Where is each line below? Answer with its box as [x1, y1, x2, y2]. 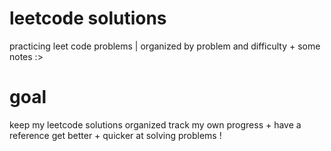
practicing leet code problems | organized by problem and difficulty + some [9, 40, 321, 52]
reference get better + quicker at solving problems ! [9, 129, 222, 141]
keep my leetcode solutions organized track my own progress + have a [9, 118, 302, 131]
